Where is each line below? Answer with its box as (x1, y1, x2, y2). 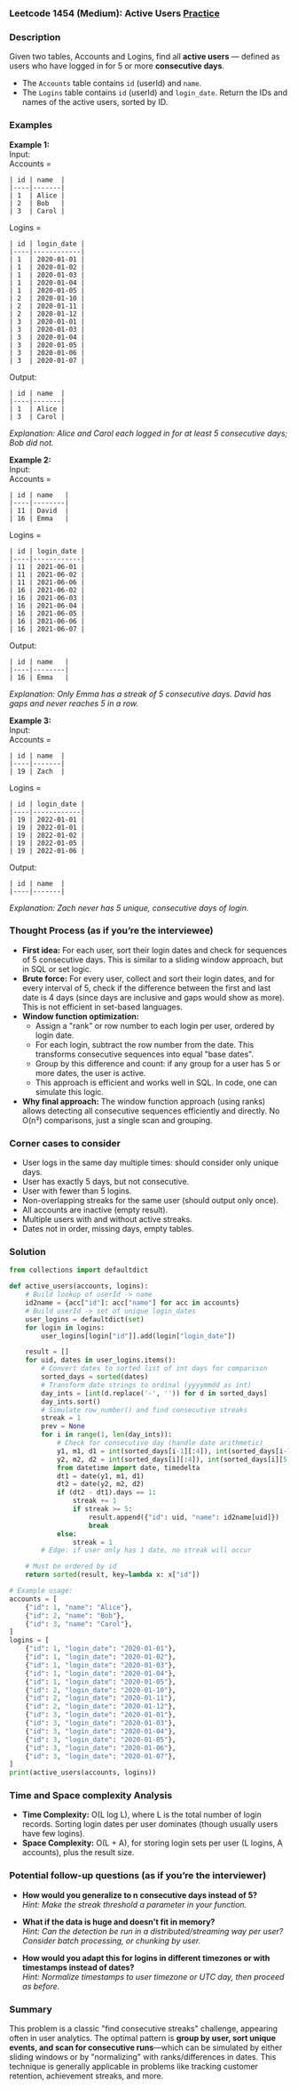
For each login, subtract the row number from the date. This (35, 1039, 255, 1049)
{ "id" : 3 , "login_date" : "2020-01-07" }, (25, 1751, 176, 1761)
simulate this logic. (35, 1086, 105, 1097)
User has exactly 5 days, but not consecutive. (21, 1177, 190, 1187)
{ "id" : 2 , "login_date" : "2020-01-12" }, (25, 1702, 176, 1711)
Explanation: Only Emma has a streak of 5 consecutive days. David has (9, 688, 272, 699)
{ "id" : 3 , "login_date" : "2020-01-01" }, (25, 1710, 176, 1719)
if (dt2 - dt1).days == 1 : (56, 1488, 157, 1497)
